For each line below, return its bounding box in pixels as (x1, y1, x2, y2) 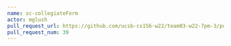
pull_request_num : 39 (7, 28, 69, 36)
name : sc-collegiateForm (7, 9, 78, 17)
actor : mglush (7, 16, 48, 23)
